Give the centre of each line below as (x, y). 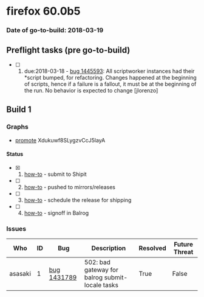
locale (93, 285)
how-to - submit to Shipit (55, 174)
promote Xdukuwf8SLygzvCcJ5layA (60, 140)
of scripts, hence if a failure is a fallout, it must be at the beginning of (110, 84)
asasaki (20, 274)
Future (183, 245)
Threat (183, 252)
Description (109, 248)
